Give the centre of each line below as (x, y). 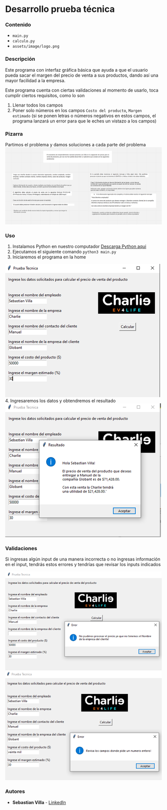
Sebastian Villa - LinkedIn (39, 802)
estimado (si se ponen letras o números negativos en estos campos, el (84, 116)
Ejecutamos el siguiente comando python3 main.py (64, 251)
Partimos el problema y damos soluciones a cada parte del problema (76, 145)
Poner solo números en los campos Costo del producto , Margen (77, 110)
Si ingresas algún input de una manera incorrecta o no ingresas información (83, 559)
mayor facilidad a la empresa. (35, 80)
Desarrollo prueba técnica (60, 9)
